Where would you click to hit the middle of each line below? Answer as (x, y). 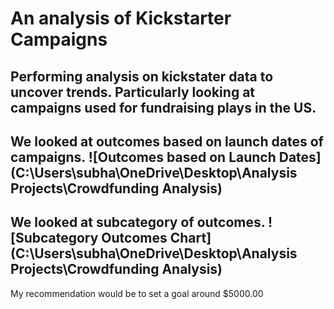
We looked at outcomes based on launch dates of (167, 141)
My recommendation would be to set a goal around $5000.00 (137, 293)
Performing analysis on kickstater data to (142, 76)
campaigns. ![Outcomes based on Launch (143, 157)
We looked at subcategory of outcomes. (138, 222)
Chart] (190, 238)
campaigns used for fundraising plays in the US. (163, 107)
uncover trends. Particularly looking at (133, 92)
